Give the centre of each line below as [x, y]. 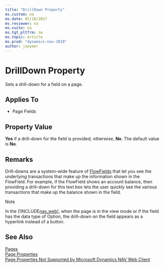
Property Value [29, 127]
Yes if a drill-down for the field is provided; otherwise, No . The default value [82, 139]
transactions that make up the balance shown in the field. [63, 192]
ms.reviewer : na [22, 23]
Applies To [22, 100]
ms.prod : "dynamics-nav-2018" [36, 42]
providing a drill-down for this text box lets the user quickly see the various [81, 187]
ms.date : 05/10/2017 [26, 19]
